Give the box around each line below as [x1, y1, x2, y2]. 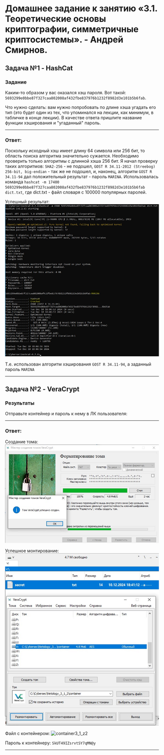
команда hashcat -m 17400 [5, 179, 60, 185]
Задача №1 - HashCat [5, 64, 73, 72]
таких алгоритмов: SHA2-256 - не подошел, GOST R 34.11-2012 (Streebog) [5, 163, 156, 169]
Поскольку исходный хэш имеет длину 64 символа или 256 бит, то [5, 148, 145, 154]
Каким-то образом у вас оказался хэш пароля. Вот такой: [5, 89, 126, 95]
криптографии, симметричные [5, 24, 139, 35]
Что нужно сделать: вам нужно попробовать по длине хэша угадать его [5, 104, 156, 110]
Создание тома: [5, 438, 38, 445]
